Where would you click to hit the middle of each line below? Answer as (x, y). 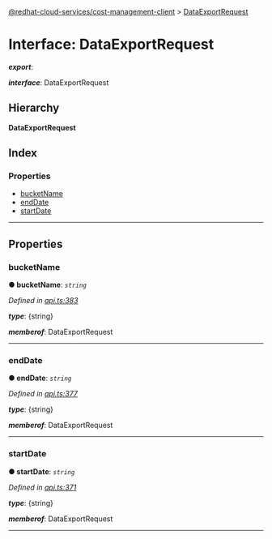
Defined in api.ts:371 (42, 487)
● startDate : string (42, 471)
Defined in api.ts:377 (43, 394)
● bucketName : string (48, 285)
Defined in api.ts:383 (43, 301)
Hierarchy (34, 108)
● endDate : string (40, 378)
